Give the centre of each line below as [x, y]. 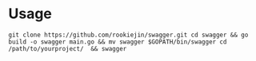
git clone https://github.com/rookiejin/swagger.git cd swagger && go [128, 35]
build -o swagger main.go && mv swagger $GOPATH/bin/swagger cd [118, 42]
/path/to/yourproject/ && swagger [68, 48]
